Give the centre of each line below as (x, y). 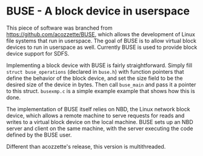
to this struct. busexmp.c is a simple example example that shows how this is (101, 91)
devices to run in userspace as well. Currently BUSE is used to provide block (102, 47)
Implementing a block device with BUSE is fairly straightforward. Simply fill (99, 65)
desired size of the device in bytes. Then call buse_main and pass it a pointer (101, 84)
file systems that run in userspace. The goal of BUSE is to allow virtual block (101, 41)
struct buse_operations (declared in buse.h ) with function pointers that (95, 71)
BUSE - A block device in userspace (98, 11)
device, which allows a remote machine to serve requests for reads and (95, 115)
